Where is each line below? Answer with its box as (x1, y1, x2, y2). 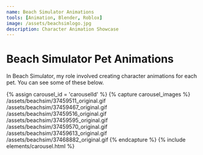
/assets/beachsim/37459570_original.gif (6, 123, 108, 131)
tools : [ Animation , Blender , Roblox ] (6, 15, 103, 21)
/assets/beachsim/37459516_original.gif (6, 110, 107, 118)
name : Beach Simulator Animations (6, 9, 95, 15)
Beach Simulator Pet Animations (6, 52, 174, 66)
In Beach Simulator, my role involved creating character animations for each (6, 73, 197, 80)
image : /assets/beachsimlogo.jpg (6, 20, 92, 26)
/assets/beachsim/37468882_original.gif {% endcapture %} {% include (6, 136, 186, 143)
